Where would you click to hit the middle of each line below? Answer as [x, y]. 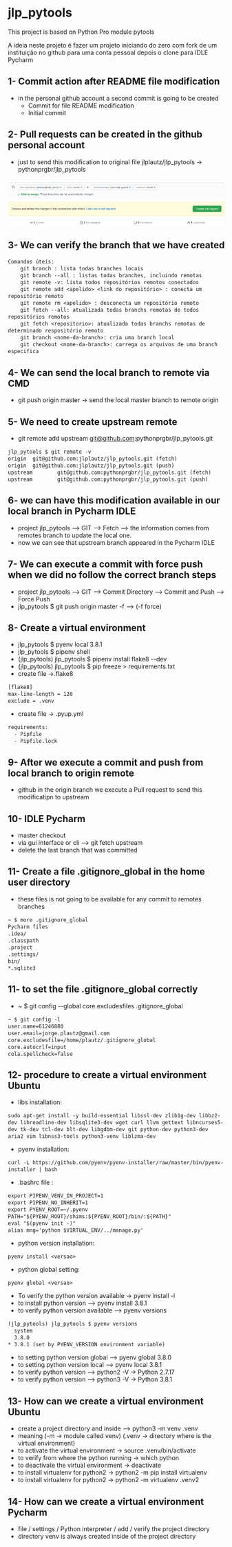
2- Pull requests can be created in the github [105, 135]
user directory [39, 882]
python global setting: [49, 1270]
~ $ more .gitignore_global [48, 920]
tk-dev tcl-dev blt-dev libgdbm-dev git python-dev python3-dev [114, 1130]
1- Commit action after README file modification [114, 82]
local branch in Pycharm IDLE [72, 511]
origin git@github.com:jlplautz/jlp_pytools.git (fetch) [93, 459]
